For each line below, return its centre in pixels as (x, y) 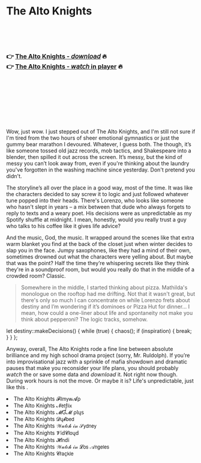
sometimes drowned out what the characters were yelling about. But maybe (100, 257)
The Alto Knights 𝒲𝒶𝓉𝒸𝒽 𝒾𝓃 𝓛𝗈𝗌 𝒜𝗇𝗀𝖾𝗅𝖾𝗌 (62, 447)
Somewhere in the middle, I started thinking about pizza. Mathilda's (104, 288)
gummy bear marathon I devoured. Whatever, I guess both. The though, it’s (99, 145)
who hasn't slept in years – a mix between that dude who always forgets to (98, 207)
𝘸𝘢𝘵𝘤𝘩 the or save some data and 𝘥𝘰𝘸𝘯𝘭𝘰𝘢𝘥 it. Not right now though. (92, 375)
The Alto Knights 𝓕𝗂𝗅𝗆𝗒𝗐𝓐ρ (47, 399)
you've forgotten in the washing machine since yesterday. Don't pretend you (100, 170)
